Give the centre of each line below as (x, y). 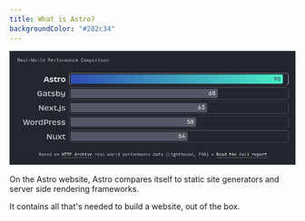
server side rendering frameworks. (74, 188)
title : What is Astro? (52, 19)
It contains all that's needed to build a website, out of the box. (125, 206)
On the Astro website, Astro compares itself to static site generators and (144, 179)
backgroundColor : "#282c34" (63, 29)
